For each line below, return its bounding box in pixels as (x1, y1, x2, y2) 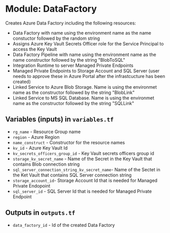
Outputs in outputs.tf (5, 209, 76, 217)
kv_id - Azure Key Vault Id (12, 145, 68, 151)
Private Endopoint (12, 183, 51, 189)
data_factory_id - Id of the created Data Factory (12, 222, 115, 228)
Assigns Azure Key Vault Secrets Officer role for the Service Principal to (12, 40, 164, 46)
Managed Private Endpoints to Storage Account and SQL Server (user (12, 67, 160, 74)
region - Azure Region (12, 134, 60, 140)
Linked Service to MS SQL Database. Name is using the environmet (12, 95, 155, 101)
